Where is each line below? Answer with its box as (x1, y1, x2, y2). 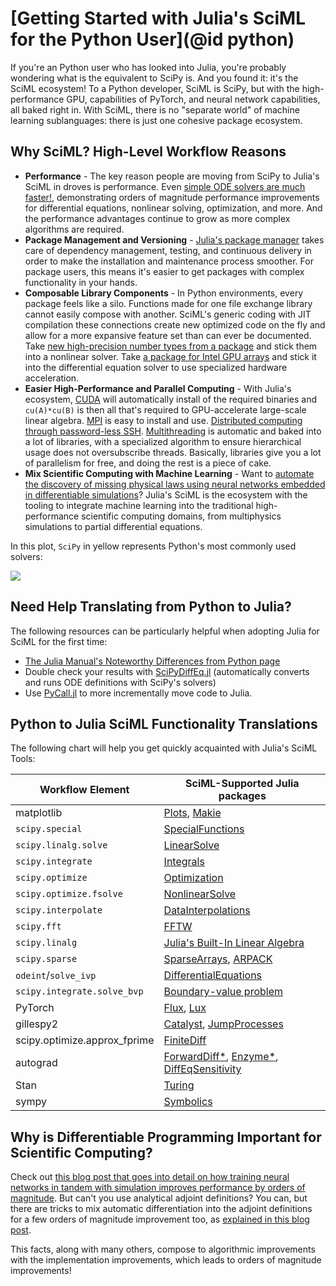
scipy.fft (15, 921, 62, 932)
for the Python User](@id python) (10, 28, 295, 51)
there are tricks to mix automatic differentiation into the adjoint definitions (10, 1203, 313, 1215)
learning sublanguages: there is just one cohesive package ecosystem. (10, 114, 303, 126)
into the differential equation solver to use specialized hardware (24, 361, 288, 373)
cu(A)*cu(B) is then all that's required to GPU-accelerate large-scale (24, 403, 307, 416)
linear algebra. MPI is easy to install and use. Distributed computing (24, 414, 303, 426)
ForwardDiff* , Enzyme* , (163, 1050, 279, 1064)
